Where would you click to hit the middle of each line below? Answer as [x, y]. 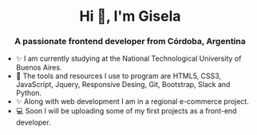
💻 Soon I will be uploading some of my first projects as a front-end [126, 111]
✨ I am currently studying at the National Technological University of [128, 58]
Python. [29, 93]
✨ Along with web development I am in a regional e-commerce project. [132, 101]
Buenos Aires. [39, 68]
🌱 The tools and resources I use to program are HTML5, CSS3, [119, 76]
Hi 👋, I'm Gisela [130, 16]
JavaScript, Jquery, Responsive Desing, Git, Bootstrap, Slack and [123, 85]
